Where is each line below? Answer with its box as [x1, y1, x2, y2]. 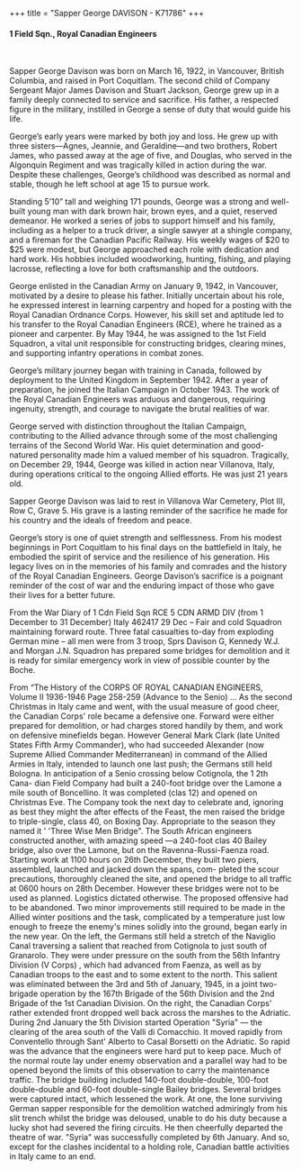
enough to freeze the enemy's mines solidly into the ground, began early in [9, 921, 288, 932]
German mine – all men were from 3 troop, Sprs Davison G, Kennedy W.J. [9, 636, 280, 647]
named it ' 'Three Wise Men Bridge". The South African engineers [9, 826, 252, 837]
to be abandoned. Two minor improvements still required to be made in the [9, 902, 286, 913]
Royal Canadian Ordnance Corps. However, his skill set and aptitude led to [9, 310, 285, 321]
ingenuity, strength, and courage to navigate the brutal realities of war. [9, 404, 270, 414]
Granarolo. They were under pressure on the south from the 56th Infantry [9, 950, 280, 961]
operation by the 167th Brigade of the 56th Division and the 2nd [40, 988, 275, 999]
